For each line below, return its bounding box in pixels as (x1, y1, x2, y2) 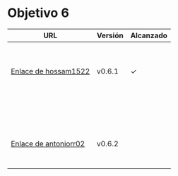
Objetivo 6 (7, 5, 69, 21)
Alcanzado (130, 30, 168, 40)
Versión (96, 30, 124, 40)
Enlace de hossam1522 (11, 66, 90, 76)
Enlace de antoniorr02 (11, 139, 85, 148)
